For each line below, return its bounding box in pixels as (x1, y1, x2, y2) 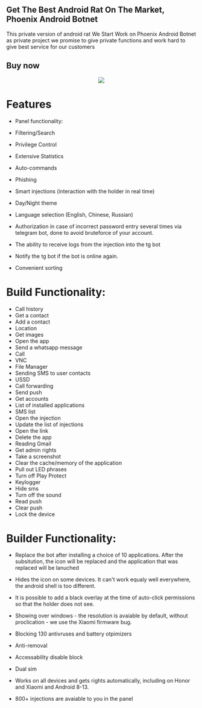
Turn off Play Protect (14, 472, 67, 479)
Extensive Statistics (14, 152, 64, 159)
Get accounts (14, 395, 49, 402)
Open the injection (14, 414, 62, 421)
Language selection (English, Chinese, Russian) (14, 211, 134, 218)
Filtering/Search (14, 129, 55, 136)
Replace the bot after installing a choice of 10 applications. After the (14, 552, 183, 559)
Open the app (14, 337, 49, 345)
